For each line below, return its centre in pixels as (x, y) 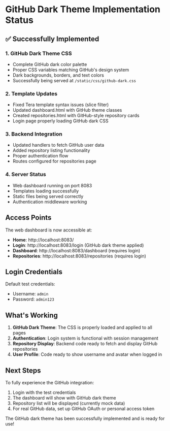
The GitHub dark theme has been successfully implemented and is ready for (85, 419)
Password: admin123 (33, 299)
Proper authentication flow (40, 156)
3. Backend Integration (34, 134)
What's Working (32, 315)
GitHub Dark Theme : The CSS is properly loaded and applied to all (82, 327)
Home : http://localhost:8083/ (43, 240)
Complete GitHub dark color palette (50, 64)
